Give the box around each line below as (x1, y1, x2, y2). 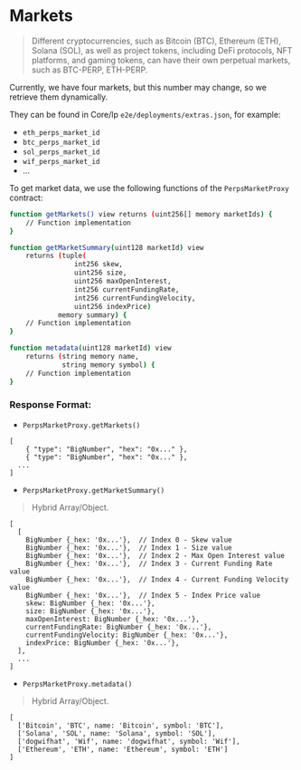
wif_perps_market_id (22, 157, 100, 166)
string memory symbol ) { (61, 360, 155, 370)
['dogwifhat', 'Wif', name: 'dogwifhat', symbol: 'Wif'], (17, 736, 241, 746)
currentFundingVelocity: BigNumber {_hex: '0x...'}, (25, 630, 229, 640)
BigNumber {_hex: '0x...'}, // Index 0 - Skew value (25, 535, 232, 544)
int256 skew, (73, 260, 124, 269)
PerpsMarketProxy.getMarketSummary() (22, 486, 165, 495)
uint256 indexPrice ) (73, 302, 152, 311)
